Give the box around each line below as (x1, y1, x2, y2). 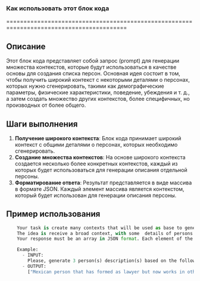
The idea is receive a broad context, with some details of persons (17, 230, 193, 236)
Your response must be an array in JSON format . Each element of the (17, 236, 193, 242)
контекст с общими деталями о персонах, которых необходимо (14, 141, 178, 148)
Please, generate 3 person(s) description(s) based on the (27, 258, 177, 264)
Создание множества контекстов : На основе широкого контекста (14, 153, 186, 160)
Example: (17, 246, 39, 253)
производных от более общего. (6, 101, 86, 109)
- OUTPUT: (21, 263, 46, 269)
